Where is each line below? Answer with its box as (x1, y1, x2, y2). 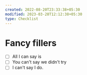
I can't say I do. (12, 65, 44, 71)
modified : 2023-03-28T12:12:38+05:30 (5, 12, 83, 17)
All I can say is (12, 53, 42, 59)
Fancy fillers (5, 37, 57, 49)
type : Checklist (5, 16, 38, 21)
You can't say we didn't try (12, 59, 67, 65)
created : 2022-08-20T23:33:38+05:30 (5, 7, 80, 12)
